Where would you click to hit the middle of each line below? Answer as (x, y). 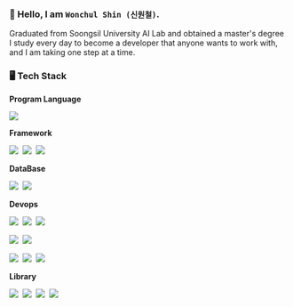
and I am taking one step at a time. (72, 53)
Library (23, 276)
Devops (24, 204)
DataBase (28, 168)
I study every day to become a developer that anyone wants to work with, (143, 43)
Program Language (45, 99)
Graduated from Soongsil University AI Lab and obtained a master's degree (146, 34)
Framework (31, 133)
